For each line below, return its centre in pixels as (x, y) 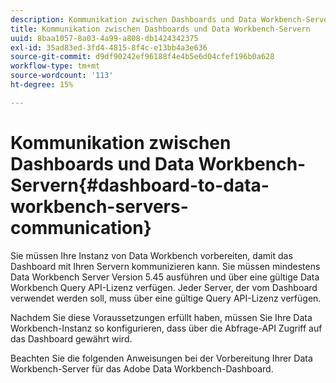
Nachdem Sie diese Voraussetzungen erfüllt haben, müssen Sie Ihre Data (161, 317)
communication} (81, 227)
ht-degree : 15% (42, 85)
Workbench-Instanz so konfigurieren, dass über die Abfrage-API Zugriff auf (166, 328)
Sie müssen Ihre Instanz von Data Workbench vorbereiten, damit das (151, 255)
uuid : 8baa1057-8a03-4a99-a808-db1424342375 (104, 38)
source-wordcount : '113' (62, 76)
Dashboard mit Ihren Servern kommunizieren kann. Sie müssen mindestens (165, 266)
